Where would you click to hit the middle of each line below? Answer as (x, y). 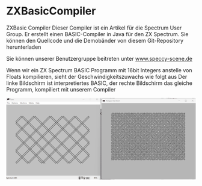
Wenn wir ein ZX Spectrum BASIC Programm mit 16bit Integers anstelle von (99, 70)
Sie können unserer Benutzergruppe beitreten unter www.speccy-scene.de (99, 58)
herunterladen (24, 47)
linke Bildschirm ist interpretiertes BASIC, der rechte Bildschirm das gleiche (99, 83)
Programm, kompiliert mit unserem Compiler (61, 89)
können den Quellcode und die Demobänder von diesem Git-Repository (95, 40)
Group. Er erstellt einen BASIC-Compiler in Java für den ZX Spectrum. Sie (97, 34)
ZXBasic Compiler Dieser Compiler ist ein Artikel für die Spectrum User (94, 28)
